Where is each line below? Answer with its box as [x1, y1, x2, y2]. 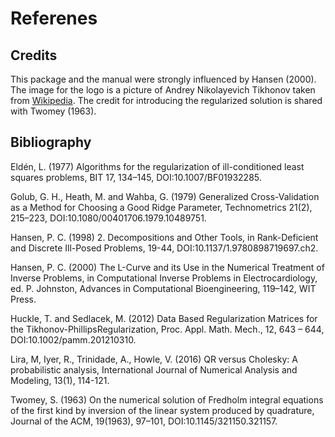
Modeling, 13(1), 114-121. [10, 374, 110, 386]
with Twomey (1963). [10, 105, 97, 117]
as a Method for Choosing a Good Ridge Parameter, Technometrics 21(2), [10, 201, 313, 213]
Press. [10, 293, 37, 305]
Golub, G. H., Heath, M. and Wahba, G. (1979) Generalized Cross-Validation [10, 190, 320, 202]
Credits [10, 47, 58, 64]
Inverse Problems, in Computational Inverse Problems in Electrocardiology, [10, 272, 318, 284]
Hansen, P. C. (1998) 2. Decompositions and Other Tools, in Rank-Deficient [10, 231, 319, 243]
